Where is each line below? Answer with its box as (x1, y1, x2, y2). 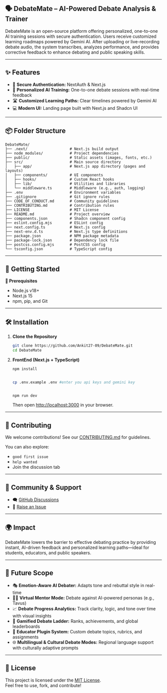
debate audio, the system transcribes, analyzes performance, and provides (5, 44, 159, 50)
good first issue (12, 454, 49, 459)
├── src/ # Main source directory (5, 160, 121, 165)
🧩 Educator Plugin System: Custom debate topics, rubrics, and (12, 628, 143, 634)
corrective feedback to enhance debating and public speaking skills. (5, 49, 145, 55)
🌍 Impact (5, 523, 36, 532)
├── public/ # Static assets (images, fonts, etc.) (5, 155, 153, 161)
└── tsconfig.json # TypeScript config (5, 247, 112, 252)
